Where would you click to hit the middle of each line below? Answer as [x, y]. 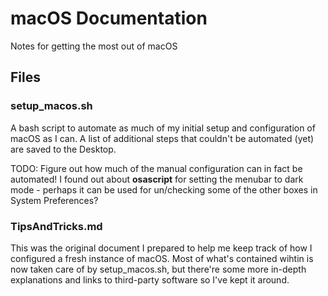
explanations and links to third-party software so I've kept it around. [150, 279]
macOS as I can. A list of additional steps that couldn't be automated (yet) [162, 138]
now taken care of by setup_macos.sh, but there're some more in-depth [158, 269]
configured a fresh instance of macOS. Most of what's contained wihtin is [162, 258]
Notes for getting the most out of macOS [94, 46]
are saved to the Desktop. [63, 149]
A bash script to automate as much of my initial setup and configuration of [163, 128]
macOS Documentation [109, 18]
